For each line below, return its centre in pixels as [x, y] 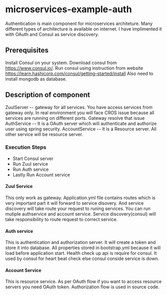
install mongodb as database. [36, 79]
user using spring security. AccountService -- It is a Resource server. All [81, 129]
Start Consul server [33, 158]
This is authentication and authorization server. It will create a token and [80, 243]
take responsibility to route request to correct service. [62, 220]
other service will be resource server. [44, 134]
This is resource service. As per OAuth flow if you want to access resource [83, 282]
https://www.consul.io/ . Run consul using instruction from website [74, 68]
